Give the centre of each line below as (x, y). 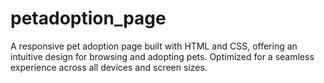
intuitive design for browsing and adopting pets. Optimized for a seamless (162, 56)
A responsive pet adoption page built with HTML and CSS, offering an (154, 46)
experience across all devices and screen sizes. (109, 67)
